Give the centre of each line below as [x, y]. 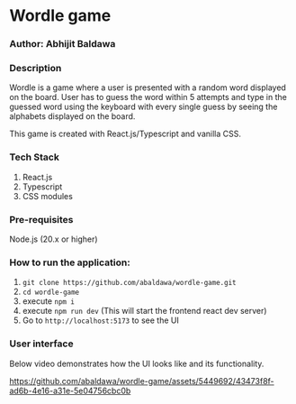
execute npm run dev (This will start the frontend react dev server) [144, 311]
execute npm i [48, 301]
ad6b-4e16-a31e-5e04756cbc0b [70, 390]
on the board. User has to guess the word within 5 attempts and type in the [148, 97]
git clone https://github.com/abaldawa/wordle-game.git [129, 283]
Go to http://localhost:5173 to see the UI [101, 320]
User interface [41, 344]
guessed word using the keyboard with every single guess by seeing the [144, 107]
